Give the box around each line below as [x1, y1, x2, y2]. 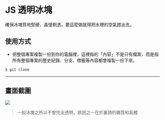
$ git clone [5, 67, 29, 72]
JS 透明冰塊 [5, 4, 53, 16]
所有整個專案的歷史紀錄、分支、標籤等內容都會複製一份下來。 [12, 57, 137, 63]
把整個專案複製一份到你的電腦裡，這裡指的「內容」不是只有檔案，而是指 [12, 51, 159, 57]
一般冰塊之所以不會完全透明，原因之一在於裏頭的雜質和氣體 [17, 110, 138, 116]
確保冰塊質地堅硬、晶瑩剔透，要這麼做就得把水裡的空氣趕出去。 [5, 22, 134, 27]
